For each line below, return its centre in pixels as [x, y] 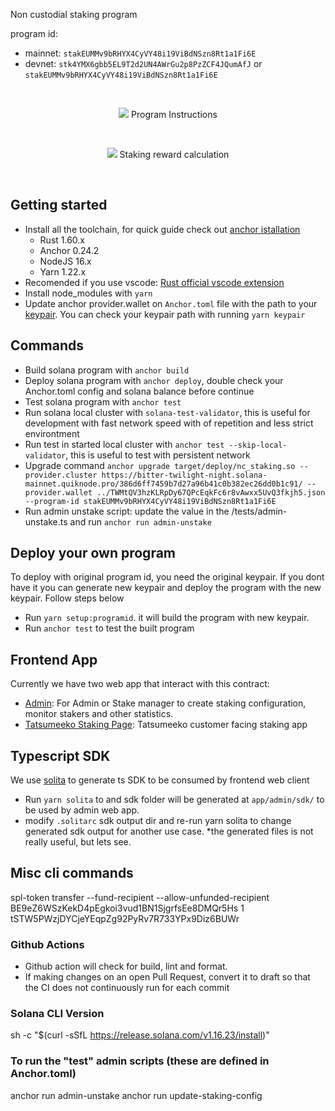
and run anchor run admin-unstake [140, 521]
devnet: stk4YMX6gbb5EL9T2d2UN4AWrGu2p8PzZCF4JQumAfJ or [143, 63]
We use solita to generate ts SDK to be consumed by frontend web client [160, 780]
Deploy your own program [93, 553]
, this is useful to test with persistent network [158, 455]
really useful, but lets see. [78, 842]
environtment [52, 433]
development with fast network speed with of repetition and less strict [169, 423]
